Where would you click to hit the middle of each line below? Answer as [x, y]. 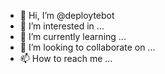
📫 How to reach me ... [66, 58]
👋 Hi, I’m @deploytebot [67, 15]
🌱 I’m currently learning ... [73, 36]
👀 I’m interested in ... [62, 26]
